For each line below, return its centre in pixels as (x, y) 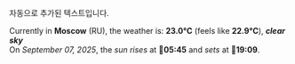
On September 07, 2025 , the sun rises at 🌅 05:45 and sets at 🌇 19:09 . (135, 50)
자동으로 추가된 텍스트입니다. (59, 13)
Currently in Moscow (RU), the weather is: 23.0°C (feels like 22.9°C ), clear (147, 31)
